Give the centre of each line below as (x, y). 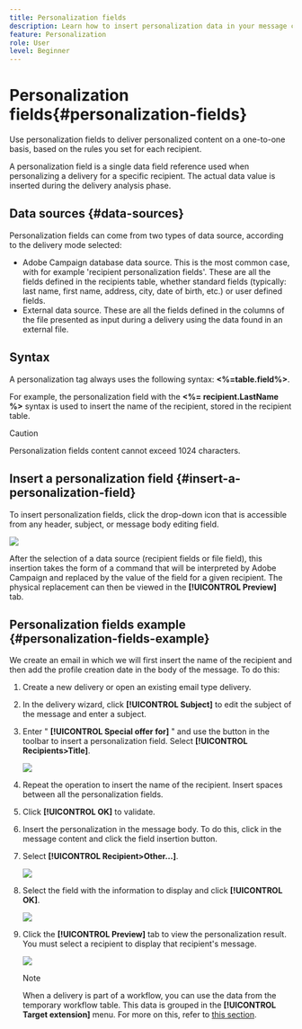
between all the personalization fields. (93, 794)
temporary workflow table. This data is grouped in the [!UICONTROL (149, 1005)
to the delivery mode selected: (66, 244)
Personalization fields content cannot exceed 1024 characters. (125, 450)
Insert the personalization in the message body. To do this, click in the (152, 829)
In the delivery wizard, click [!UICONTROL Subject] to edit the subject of (157, 705)
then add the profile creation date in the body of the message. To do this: (145, 670)
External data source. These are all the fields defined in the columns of (153, 310)
